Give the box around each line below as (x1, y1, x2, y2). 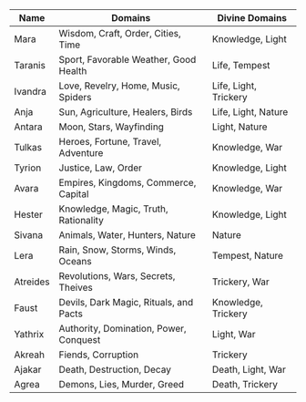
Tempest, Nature (212, 250, 284, 262)
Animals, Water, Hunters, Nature (58, 229, 196, 241)
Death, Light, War (212, 364, 287, 376)
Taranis (14, 59, 46, 71)
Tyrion (14, 161, 42, 174)
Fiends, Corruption (58, 348, 139, 361)
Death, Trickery (212, 378, 278, 390)
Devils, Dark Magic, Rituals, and (58, 296, 194, 308)
